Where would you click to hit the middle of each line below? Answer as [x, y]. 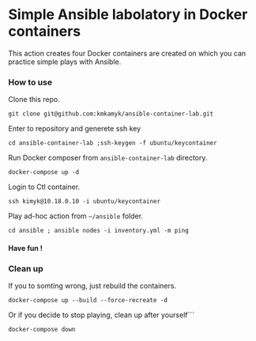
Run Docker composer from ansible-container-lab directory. [108, 158]
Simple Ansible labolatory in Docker [128, 15]
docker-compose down [42, 330]
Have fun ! [26, 248]
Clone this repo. [34, 100]
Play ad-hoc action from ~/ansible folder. [76, 216]
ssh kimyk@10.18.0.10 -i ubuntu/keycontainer [84, 202]
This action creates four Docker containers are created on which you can [127, 53]
